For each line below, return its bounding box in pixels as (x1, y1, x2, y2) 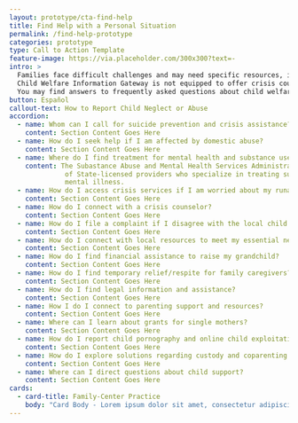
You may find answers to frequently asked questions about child (17, 87, 264, 96)
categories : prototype (9, 37, 93, 47)
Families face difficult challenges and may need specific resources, (17, 71, 284, 80)
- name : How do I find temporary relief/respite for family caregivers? (17, 269, 292, 278)
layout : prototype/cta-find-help (9, 12, 133, 22)
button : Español (9, 95, 69, 105)
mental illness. (65, 178, 125, 187)
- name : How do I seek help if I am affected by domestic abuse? (17, 137, 264, 145)
